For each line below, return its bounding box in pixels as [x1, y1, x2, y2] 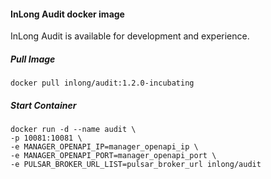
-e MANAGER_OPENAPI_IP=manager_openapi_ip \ [10, 142, 199, 152]
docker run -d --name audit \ [10, 125, 137, 135]
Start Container [10, 99, 77, 111]
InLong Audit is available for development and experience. [10, 30, 250, 42]
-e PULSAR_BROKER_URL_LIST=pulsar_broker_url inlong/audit [10, 160, 262, 170]
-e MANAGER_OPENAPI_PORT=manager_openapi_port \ [10, 151, 217, 161]
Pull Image [10, 53, 56, 65]
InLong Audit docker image [10, 8, 125, 20]
